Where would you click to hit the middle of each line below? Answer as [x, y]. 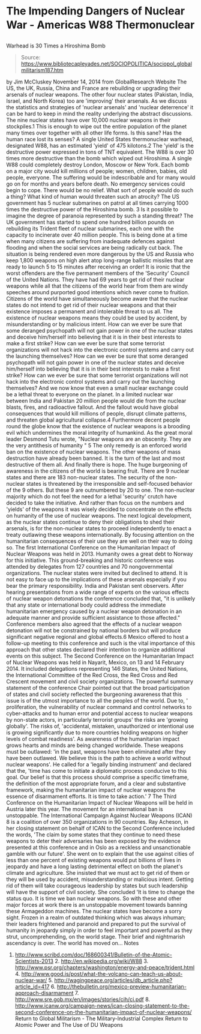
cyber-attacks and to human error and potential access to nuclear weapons [100, 713]
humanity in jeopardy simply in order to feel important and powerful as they [99, 930]
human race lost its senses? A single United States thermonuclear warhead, [100, 139]
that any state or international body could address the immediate [86, 605]
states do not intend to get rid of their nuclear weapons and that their [91, 305]
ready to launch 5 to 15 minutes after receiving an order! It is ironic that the [98, 267]
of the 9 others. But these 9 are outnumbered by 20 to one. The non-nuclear [100, 490]
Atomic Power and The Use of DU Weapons [69, 1024]
